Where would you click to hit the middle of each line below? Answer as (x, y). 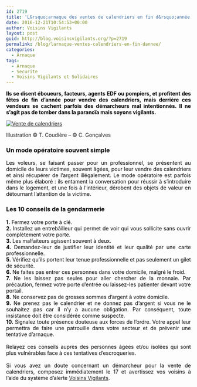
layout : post (22, 33)
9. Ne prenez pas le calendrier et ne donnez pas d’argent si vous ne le (98, 303)
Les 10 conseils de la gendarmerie (55, 209)
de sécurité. (21, 266)
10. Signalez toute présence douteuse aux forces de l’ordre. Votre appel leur (98, 322)
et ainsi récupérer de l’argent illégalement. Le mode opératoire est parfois (98, 175)
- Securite (25, 72)
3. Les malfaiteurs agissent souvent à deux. (59, 240)
